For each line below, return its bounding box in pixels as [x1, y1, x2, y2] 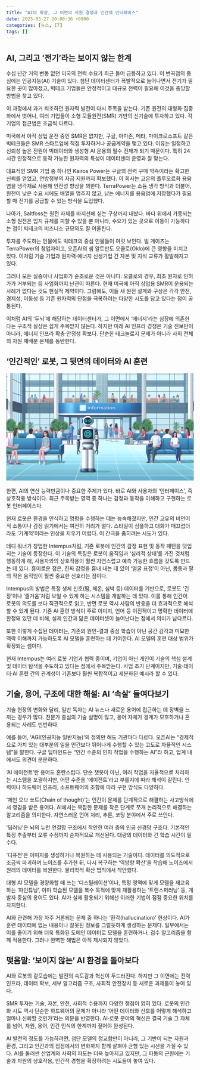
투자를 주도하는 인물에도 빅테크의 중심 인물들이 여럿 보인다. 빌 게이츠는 [6, 237, 170, 245]
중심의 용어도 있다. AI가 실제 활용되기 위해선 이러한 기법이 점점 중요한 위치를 [17, 893, 193, 901]
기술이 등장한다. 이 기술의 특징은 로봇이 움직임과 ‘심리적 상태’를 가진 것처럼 [17, 549, 190, 557]
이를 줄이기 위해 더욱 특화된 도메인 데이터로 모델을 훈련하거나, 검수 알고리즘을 [6, 929, 186, 936]
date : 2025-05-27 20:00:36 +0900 [6, 16, 89, 22]
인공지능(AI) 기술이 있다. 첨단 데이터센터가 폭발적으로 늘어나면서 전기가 [21, 78, 187, 85]
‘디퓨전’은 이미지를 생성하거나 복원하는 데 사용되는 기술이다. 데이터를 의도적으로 [6, 851, 190, 858]
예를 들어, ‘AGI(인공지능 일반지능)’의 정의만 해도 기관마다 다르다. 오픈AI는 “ [6, 734, 180, 741]
